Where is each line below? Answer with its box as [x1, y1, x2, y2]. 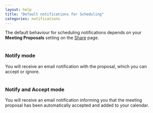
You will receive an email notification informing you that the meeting [5, 97, 142, 103]
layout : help [5, 7, 32, 12]
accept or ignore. [5, 68, 40, 74]
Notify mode [5, 52, 36, 59]
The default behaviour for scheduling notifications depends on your [5, 30, 142, 36]
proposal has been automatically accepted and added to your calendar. [5, 102, 149, 108]
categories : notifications [5, 16, 60, 21]
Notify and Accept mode [5, 86, 65, 93]
